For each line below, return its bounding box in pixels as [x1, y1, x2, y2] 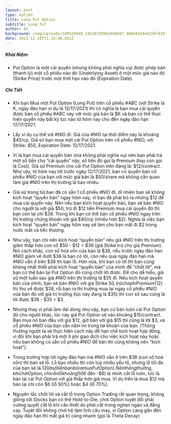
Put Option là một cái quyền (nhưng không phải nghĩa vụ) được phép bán [12, 64, 166, 70]
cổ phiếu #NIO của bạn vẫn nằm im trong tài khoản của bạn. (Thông [12, 322, 155, 329]
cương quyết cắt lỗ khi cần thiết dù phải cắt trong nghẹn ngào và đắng [12, 402, 160, 408]
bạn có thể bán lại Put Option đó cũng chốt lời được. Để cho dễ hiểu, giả [12, 269, 164, 275]
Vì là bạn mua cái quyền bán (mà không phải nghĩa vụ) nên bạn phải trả [12, 152, 163, 158]
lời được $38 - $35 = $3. [12, 296, 65, 302]
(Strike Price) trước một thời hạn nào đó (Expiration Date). [12, 75, 133, 82]
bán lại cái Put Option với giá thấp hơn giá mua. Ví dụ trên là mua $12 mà [12, 376, 164, 382]
